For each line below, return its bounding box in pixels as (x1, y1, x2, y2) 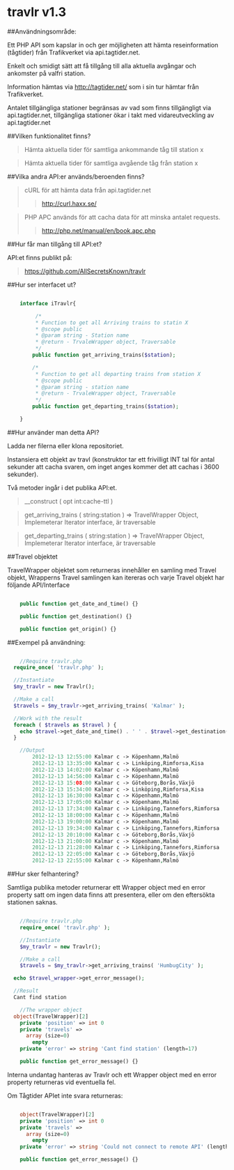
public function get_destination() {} (19, 613, 132, 620)
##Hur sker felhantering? (7, 869, 79, 879)
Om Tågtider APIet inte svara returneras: (7, 1091, 123, 1100)
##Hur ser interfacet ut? (7, 280, 77, 289)
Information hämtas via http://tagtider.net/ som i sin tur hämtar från (7, 82, 200, 91)
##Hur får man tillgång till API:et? (7, 240, 102, 248)
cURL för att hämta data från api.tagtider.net (24, 185, 151, 194)
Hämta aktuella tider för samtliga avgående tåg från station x (24, 158, 198, 167)
